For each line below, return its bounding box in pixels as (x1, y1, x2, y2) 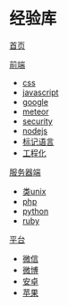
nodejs (21, 125, 47, 136)
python (21, 206, 49, 216)
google (21, 96, 49, 107)
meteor (21, 106, 49, 117)
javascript (21, 87, 59, 98)
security (21, 115, 54, 127)
